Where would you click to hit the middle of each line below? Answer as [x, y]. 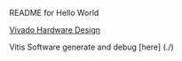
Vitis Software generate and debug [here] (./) [92, 47]
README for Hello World [54, 13]
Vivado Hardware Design [55, 30]
